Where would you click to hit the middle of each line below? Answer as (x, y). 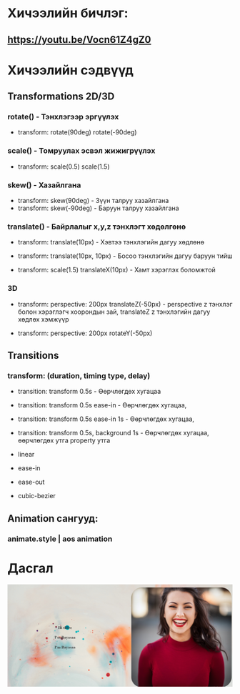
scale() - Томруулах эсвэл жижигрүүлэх (81, 151)
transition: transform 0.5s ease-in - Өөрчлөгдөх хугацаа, (102, 405)
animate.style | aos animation (60, 539)
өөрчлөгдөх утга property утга (64, 440)
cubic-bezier (36, 496)
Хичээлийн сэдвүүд (71, 70)
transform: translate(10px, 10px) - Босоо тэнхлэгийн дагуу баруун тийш (125, 256)
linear (26, 455)
